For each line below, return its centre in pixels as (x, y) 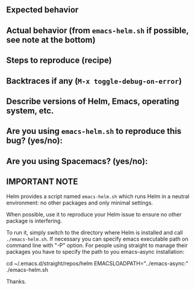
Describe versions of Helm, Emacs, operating (93, 101)
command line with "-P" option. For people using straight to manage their (97, 245)
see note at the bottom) (51, 39)
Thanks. (16, 281)
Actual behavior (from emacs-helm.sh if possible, (97, 30)
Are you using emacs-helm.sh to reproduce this (94, 131)
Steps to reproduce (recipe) (59, 61)
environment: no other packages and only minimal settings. (80, 203)
